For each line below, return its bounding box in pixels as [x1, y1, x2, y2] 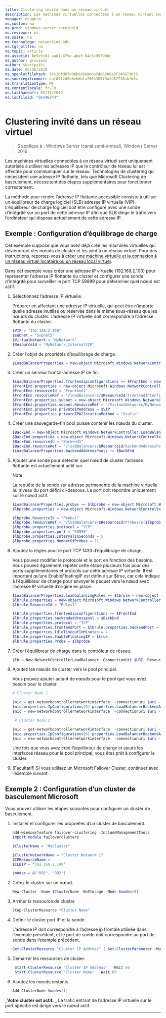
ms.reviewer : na [5, 30, 39, 35]
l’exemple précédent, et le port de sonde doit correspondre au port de [12, 932, 155, 938]
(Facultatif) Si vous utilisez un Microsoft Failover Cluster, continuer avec [12, 765, 159, 771]
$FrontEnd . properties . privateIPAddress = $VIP [12, 407, 110, 412]
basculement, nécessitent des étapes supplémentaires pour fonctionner [5, 179, 152, 185]
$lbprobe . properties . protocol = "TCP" [12, 525, 92, 530]
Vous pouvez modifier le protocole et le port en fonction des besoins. [12, 557, 154, 563]
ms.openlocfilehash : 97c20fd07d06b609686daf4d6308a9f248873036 [5, 72, 138, 77]
